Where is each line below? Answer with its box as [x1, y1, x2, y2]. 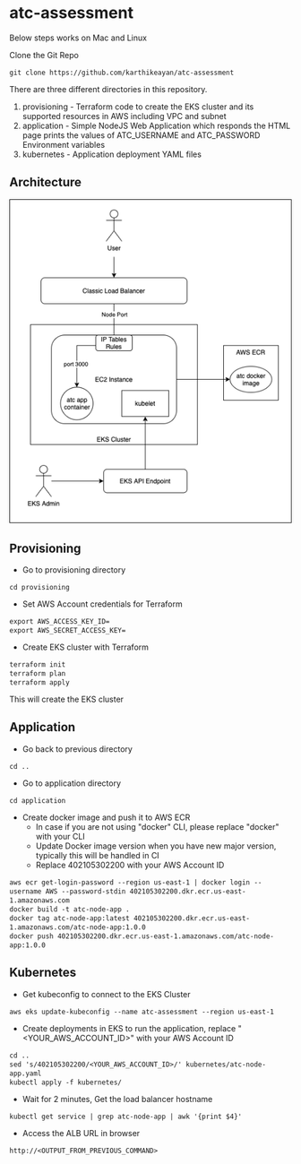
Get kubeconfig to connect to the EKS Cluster [21, 988, 191, 999]
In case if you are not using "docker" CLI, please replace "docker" [35, 821, 279, 832]
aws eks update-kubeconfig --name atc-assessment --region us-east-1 [9, 1007, 275, 1016]
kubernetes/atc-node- [185, 1060, 267, 1069]
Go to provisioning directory [21, 565, 126, 575]
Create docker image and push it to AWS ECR [21, 812, 191, 823]
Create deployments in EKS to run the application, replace [21, 1022, 236, 1033]
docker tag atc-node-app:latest [9, 913, 130, 923]
